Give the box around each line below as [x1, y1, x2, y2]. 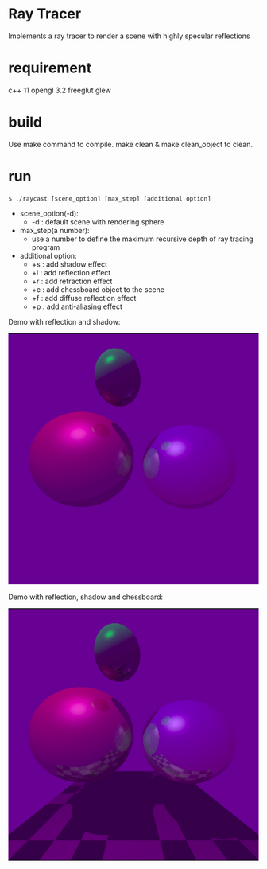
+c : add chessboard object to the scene [31, 284, 165, 294]
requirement [8, 59, 92, 77]
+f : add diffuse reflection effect [31, 293, 137, 302]
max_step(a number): [19, 225, 90, 235]
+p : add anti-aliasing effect [31, 302, 123, 311]
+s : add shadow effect [31, 259, 108, 269]
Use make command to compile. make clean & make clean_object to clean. [8, 139, 253, 149]
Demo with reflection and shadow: [8, 317, 121, 326]
